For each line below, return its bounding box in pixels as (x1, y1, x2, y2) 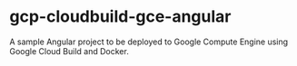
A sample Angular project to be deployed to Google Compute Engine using (9, 36, 289, 47)
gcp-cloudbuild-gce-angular (9, 6, 232, 27)
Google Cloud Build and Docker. (9, 45, 129, 56)
